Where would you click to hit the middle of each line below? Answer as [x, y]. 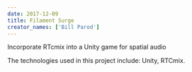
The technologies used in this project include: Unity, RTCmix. [96, 61]
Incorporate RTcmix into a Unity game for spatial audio [87, 47]
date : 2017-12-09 [33, 14]
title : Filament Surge [41, 20]
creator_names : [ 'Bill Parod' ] [53, 27]
